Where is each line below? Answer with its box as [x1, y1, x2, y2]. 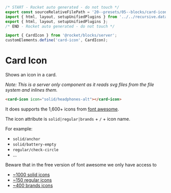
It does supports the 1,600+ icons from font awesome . [5, 106, 119, 112]
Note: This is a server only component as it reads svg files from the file [5, 81, 154, 88]
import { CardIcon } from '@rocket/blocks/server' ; [5, 33, 117, 38]
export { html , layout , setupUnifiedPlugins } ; [5, 19, 108, 24]
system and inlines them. [5, 87, 58, 93]
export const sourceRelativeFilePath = [5, 9, 90, 15]
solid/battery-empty [12, 142, 56, 147]
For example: [5, 125, 33, 132]
